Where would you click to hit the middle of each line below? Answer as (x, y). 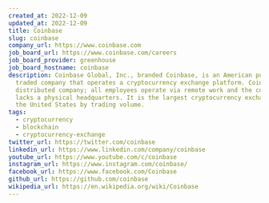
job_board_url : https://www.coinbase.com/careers (93, 53)
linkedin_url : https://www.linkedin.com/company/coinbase (107, 149)
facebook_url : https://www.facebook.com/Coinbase (93, 172)
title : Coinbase (35, 30)
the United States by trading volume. (80, 105)
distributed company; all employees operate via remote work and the (134, 90)
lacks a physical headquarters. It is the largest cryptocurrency (128, 98)
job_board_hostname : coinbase (59, 68)
